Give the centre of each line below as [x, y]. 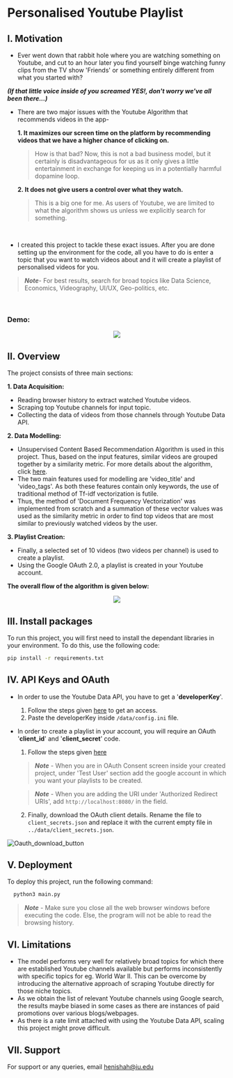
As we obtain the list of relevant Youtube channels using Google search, [120, 999]
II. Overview [34, 356]
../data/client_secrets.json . [71, 829]
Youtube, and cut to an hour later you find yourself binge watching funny [121, 63]
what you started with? [50, 77]
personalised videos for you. [58, 267]
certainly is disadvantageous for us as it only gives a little [116, 161]
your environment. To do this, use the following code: [83, 645]
